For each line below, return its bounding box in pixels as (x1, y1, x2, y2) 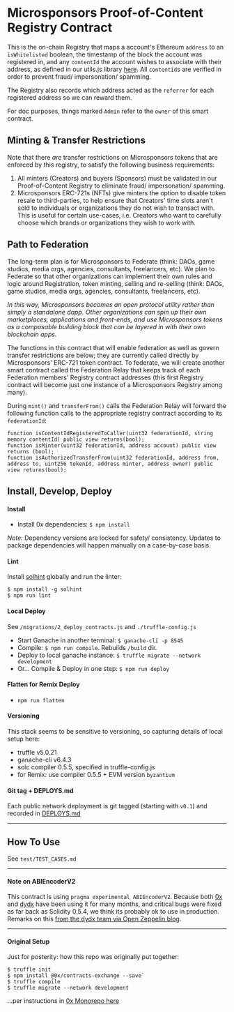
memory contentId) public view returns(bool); (7, 436, 145, 443)
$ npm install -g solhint (7, 586, 82, 594)
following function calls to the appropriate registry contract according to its (7, 409, 223, 417)
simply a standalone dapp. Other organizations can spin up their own (7, 308, 207, 316)
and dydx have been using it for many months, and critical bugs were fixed (7, 900, 221, 908)
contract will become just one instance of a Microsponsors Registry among (7, 380, 223, 388)
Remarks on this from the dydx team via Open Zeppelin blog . (7, 915, 182, 923)
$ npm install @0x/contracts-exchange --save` (7, 972, 145, 979)
